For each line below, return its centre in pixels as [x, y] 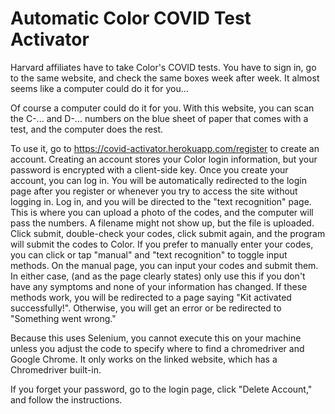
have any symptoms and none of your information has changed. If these [159, 286]
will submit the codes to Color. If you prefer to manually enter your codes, [162, 244]
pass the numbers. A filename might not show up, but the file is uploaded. [162, 223]
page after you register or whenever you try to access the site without [154, 191]
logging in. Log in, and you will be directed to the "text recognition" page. [161, 201]
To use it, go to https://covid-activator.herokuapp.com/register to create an [165, 148]
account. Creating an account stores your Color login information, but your [164, 159]
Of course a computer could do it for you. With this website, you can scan [162, 108]
